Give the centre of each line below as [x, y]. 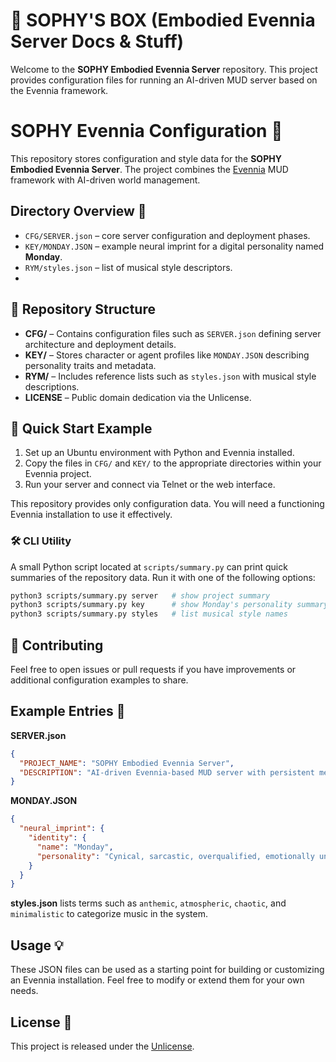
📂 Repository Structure [83, 309]
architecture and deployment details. [100, 344]
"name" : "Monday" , [75, 847]
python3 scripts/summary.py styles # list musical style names [149, 614]
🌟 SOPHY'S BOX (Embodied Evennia [163, 20]
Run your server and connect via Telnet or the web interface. [150, 485]
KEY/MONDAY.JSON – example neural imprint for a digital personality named [174, 246]
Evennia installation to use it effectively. [91, 515]
